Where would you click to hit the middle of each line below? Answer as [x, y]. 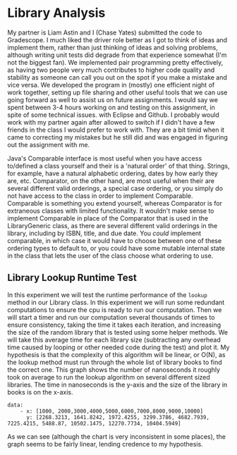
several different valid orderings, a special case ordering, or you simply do [115, 188]
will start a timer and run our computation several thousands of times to [111, 317]
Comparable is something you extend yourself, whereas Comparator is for [115, 203]
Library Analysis [56, 13]
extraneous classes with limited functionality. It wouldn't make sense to [111, 211]
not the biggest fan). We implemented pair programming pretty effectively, [115, 62]
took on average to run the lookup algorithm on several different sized [109, 377]
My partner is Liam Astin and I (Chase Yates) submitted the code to [105, 32]
